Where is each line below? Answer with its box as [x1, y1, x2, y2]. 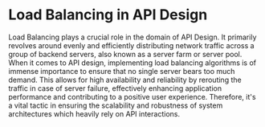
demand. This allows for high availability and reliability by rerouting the [8, 75, 243, 84]
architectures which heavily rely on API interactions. [8, 109, 181, 118]
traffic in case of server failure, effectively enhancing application [8, 83, 222, 93]
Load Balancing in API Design [8, 6, 208, 24]
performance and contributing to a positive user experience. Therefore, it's [8, 92, 256, 101]
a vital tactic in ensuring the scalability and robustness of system [8, 100, 223, 110]
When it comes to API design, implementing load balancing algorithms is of [8, 58, 257, 68]
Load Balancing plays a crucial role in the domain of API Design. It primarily [8, 32, 257, 42]
